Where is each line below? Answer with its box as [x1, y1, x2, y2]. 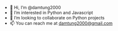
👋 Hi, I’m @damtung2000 [9, 5, 61, 10]
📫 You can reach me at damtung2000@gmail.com [9, 20, 113, 26]
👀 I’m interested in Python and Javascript [9, 10, 93, 15]
